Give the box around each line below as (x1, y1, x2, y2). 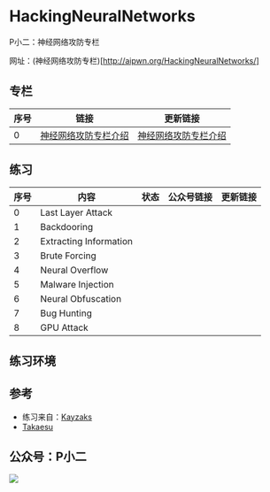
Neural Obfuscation (40, 292, 122, 304)
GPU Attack (40, 321, 89, 334)
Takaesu (21, 421, 54, 432)
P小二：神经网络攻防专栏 (9, 36, 100, 47)
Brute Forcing (40, 250, 97, 262)
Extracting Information (40, 234, 133, 247)
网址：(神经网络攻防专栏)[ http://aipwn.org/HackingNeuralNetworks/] (9, 55, 259, 65)
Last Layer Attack (40, 206, 113, 219)
